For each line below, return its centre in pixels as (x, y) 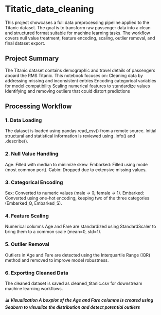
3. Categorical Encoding (34, 182)
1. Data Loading (24, 120)
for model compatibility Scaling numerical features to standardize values (78, 86)
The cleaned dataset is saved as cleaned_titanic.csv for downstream (74, 283)
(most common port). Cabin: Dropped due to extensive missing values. (76, 170)
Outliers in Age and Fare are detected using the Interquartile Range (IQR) (78, 255)
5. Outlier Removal (27, 244)
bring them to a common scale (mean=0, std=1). (53, 232)
